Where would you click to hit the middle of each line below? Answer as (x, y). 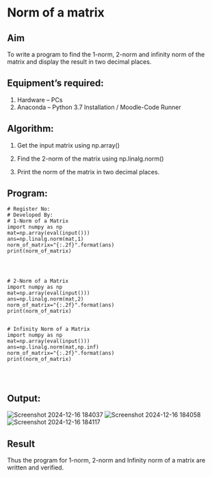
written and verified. (36, 467)
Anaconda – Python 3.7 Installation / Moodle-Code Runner (99, 107)
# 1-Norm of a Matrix (38, 221)
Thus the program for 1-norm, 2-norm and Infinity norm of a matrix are (106, 461)
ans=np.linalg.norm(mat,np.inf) (53, 347)
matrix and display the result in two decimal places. (79, 62)
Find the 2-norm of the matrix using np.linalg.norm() (90, 159)
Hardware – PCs (40, 100)
